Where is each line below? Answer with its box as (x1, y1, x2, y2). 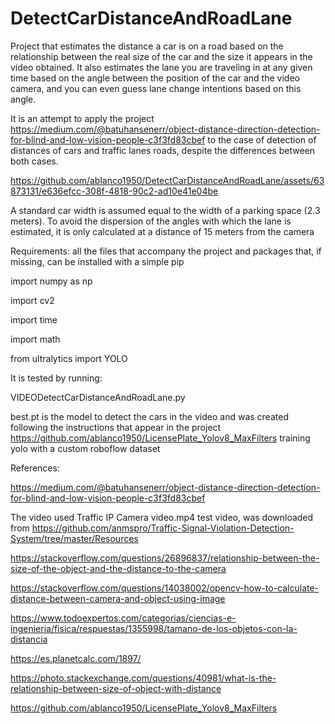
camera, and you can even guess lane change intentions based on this (10, 82, 302, 94)
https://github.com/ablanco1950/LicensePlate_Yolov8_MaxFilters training (10, 432, 311, 444)
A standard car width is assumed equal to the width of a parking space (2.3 (10, 204, 321, 216)
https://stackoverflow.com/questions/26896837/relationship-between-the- (10, 552, 320, 564)
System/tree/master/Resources (10, 532, 139, 544)
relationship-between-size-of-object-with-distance (10, 682, 222, 694)
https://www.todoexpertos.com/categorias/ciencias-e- (10, 612, 237, 624)
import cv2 (10, 294, 55, 306)
